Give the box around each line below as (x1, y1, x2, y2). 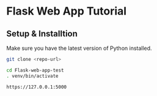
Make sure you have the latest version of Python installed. (6, 44, 152, 52)
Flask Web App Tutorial (6, 4, 127, 18)
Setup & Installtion (6, 29, 78, 39)
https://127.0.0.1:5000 (6, 84, 67, 90)
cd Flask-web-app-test (6, 67, 64, 74)
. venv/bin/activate (6, 73, 59, 79)
